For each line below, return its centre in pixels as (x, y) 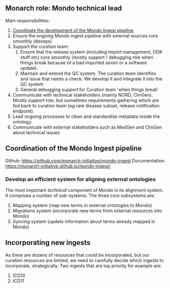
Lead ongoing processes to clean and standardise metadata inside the (86, 116)
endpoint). (23, 111)
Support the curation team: (41, 46)
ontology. (22, 121)
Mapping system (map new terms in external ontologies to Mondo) (82, 205)
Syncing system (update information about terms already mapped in (84, 221)
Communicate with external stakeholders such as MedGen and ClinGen (87, 127)
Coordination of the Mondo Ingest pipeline (74, 149)
